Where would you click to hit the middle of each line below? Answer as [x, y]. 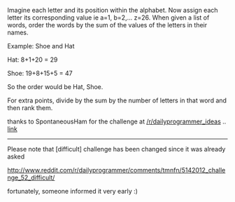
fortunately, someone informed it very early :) [73, 191]
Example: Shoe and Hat [41, 46]
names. [18, 32]
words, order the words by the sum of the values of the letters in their [107, 25]
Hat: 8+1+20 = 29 [33, 60]
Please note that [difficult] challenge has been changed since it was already [116, 149]
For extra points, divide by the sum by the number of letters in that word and [117, 100]
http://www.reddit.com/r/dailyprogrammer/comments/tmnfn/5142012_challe [116, 170]
